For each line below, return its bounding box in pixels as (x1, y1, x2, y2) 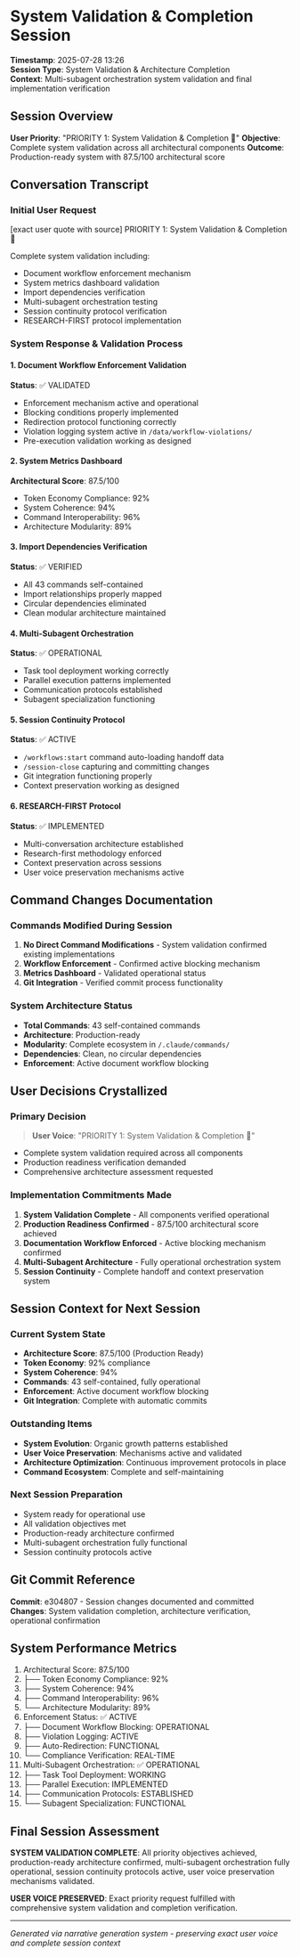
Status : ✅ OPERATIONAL (10, 648, 103, 658)
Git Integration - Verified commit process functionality (22, 977, 223, 988)
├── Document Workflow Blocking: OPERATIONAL (22, 1722, 210, 1733)
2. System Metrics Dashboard (10, 456, 123, 467)
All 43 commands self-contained (22, 579, 143, 590)
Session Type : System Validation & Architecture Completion (10, 64, 231, 75)
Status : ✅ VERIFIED (10, 561, 83, 572)
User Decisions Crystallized (10, 1083, 168, 1098)
